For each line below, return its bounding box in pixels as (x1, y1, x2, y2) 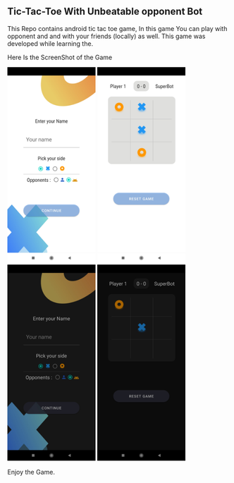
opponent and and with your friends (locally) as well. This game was (7, 32, 206, 40)
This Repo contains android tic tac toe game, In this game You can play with (7, 24, 228, 32)
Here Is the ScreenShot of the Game (7, 53, 113, 61)
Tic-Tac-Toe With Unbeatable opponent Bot (7, 6, 203, 18)
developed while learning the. (7, 39, 94, 48)
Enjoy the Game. (7, 468, 55, 477)
